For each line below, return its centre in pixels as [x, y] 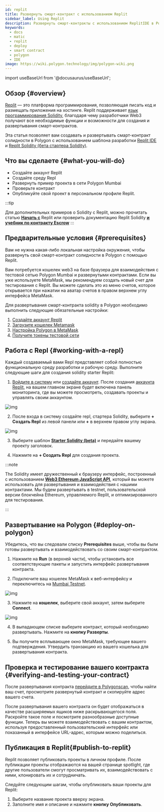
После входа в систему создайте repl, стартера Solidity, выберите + [83, 416]
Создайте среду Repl [34, 178]
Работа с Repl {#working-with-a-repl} [64, 350]
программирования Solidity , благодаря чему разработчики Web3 [73, 115]
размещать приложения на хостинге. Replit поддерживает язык [72, 110]
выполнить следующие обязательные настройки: [57, 310]
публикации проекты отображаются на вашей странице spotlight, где [78, 765]
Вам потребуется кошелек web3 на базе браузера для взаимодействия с [82, 269]
